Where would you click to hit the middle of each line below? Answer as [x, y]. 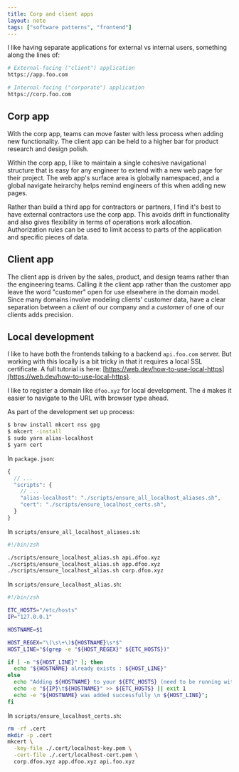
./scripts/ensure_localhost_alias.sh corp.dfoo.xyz [85, 571]
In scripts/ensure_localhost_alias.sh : [65, 585]
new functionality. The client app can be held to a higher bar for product [113, 141]
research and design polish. [48, 149]
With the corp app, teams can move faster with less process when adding [115, 133]
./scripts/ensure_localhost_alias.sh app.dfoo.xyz [84, 564]
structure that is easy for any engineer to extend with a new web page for [115, 170]
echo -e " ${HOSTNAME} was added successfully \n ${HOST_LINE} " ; [111, 695]
